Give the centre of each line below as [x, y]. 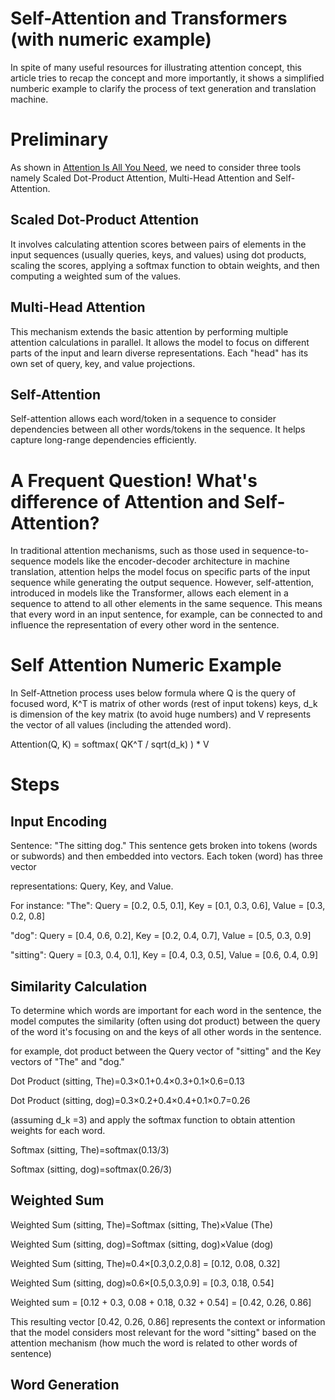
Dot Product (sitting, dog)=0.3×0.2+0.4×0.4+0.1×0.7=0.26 [130, 1100]
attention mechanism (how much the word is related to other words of [154, 1343]
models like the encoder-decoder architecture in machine [172, 561]
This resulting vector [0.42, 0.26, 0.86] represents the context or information [168, 1321]
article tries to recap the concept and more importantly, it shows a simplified [167, 78]
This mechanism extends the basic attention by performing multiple [149, 331]
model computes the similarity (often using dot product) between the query [165, 1021]
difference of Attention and [125, 501]
